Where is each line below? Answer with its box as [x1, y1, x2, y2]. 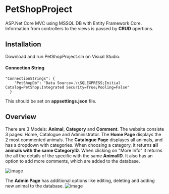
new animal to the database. [5, 182, 64, 189]
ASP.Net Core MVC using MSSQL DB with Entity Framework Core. [5, 20, 142, 26]
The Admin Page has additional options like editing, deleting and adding [5, 177, 155, 183]
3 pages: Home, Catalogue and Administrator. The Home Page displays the [5, 131, 161, 137]
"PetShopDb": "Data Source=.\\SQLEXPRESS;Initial [14, 80, 121, 85]
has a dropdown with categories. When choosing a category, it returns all [5, 142, 158, 148]
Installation [5, 40, 41, 49]
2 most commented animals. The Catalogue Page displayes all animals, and [5, 137, 163, 143]
